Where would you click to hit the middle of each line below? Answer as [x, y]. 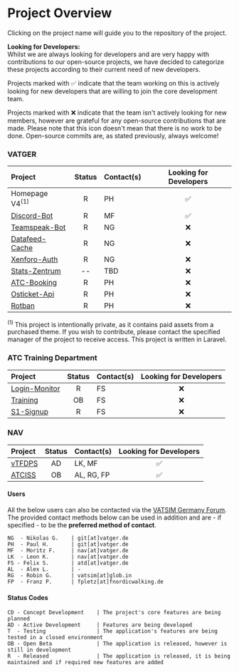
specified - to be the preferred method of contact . [82, 525]
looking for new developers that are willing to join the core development [112, 91]
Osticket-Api [33, 294]
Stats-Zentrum [36, 271]
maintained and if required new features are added [85, 663]
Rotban [23, 306]
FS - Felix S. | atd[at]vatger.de [68, 563]
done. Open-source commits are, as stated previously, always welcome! [113, 135]
